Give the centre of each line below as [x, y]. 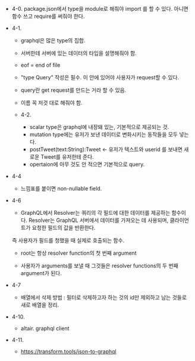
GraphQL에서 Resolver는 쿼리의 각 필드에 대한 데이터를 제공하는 [95, 213]
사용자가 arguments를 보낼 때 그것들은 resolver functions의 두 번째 [99, 266]
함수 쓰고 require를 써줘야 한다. [48, 16]
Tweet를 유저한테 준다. [67, 157]
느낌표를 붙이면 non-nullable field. [61, 189]
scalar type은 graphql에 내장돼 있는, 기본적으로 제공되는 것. [99, 127]
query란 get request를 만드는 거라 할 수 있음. [73, 90]
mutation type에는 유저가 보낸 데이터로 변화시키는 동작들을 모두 [104, 134]
